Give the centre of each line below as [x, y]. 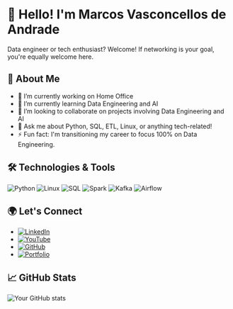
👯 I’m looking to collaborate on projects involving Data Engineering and [121, 111]
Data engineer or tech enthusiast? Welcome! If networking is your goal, [111, 49]
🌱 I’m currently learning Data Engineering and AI [88, 103]
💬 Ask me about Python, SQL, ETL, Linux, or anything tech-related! [115, 126]
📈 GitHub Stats [42, 277]
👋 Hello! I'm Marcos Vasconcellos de [117, 15]
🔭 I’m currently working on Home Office [75, 96]
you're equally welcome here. [51, 57]
